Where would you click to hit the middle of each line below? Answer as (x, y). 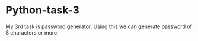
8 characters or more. (32, 32)
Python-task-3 (42, 10)
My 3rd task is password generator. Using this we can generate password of (99, 26)
